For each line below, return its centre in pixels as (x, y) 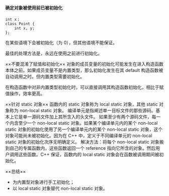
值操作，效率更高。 (25, 93)
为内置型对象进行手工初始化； (43, 182)
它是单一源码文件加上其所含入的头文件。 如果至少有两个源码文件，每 (85, 117)
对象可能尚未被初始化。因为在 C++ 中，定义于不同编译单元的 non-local (79, 136)
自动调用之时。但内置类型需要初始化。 (45, 77)
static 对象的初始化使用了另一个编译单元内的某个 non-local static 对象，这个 (84, 129)
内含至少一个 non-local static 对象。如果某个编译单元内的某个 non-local (83, 123)
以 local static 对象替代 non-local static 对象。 (60, 188)
